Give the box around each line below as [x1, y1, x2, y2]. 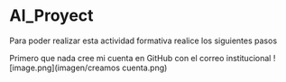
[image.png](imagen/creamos [9, 62, 120, 73]
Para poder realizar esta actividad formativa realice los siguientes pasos [9, 35, 278, 46]
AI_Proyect [9, 5, 94, 26]
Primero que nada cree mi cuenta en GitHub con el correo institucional [9, 52, 272, 63]
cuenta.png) [121, 62, 168, 73]
